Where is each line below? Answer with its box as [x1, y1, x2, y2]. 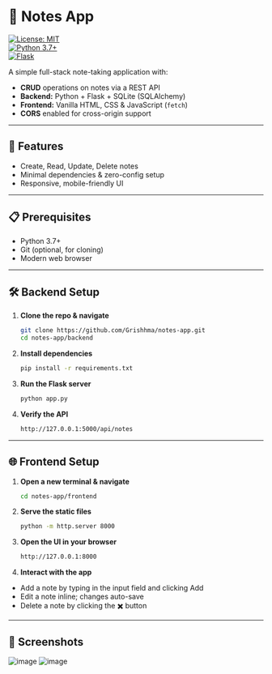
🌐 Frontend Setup [8, 455, 100, 469]
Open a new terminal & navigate [19, 476, 130, 486]
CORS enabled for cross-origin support [19, 109, 151, 118]
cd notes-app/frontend [19, 492, 97, 501]
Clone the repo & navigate [19, 311, 109, 321]
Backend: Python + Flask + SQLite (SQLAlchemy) [19, 91, 186, 100]
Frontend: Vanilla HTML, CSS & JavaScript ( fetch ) [19, 100, 189, 109]
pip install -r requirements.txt [19, 365, 134, 373]
